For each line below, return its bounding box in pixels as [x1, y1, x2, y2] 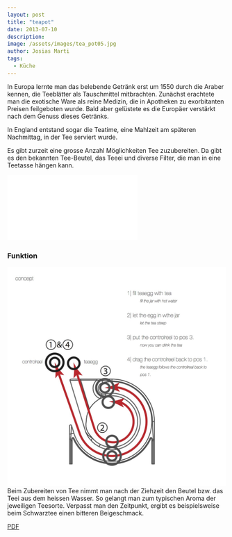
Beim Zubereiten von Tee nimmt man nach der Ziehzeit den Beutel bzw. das [7, 487, 224, 495]
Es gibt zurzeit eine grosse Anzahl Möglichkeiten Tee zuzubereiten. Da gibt [7, 146, 222, 154]
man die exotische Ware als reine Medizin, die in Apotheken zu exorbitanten [7, 97, 224, 106]
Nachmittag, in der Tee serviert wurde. [7, 133, 118, 141]
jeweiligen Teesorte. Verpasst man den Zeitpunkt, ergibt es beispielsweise [7, 502, 220, 510]
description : [7, 33, 45, 40]
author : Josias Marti [7, 48, 70, 55]
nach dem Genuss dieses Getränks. [7, 112, 109, 120]
